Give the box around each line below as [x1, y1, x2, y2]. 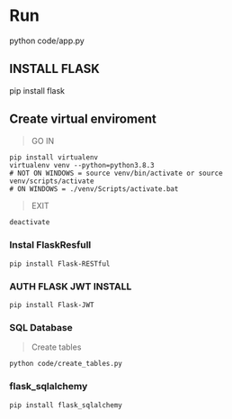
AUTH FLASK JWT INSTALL [9, 280, 132, 293]
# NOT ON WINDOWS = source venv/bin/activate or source [9, 169, 223, 178]
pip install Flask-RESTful [9, 259, 111, 269]
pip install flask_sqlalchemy [9, 400, 123, 410]
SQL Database [9, 321, 74, 333]
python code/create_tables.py [9, 360, 123, 369]
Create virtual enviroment [9, 112, 157, 127]
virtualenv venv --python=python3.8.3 [9, 160, 155, 169]
